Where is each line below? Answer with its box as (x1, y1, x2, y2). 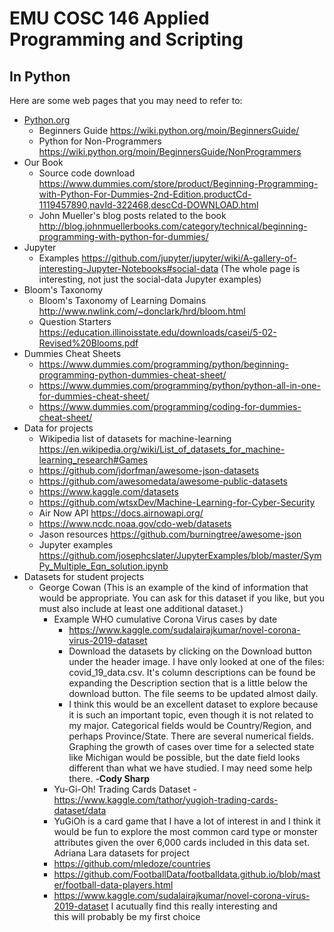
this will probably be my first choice (53, 911, 201, 922)
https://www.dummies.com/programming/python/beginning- (38, 358, 289, 370)
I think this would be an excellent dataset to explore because (68, 698, 319, 710)
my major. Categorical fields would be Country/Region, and (68, 720, 312, 731)
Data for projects (23, 422, 94, 434)
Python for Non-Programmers (38, 135, 162, 147)
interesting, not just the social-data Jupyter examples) (38, 273, 262, 285)
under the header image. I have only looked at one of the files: (68, 656, 325, 667)
